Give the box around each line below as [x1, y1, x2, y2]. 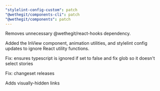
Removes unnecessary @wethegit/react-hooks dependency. [5, 31, 131, 37]
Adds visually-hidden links [5, 80, 60, 86]
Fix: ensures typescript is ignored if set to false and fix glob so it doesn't [5, 55, 155, 61]
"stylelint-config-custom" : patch [5, 7, 78, 13]
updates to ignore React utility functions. [5, 46, 90, 52]
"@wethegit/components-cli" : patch [5, 12, 80, 17]
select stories [5, 61, 34, 67]
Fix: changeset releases [5, 70, 55, 76]
